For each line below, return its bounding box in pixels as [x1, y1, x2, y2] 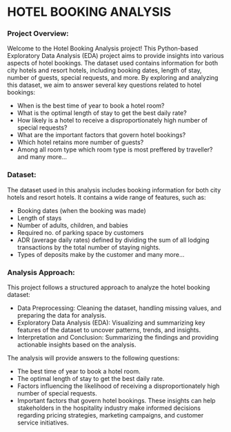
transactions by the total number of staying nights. [17, 243, 161, 251]
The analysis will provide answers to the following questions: [7, 354, 180, 362]
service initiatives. [17, 418, 69, 427]
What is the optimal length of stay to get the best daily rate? [17, 109, 188, 117]
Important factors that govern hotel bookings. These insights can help [17, 397, 216, 405]
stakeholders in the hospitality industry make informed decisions [17, 404, 201, 412]
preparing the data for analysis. [17, 311, 107, 320]
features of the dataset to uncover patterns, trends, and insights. [17, 326, 201, 334]
